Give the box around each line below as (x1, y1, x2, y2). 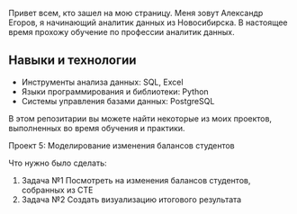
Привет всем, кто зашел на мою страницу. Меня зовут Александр (8, 8, 264, 18)
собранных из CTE (21, 184, 94, 195)
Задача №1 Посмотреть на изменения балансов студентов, (21, 174, 251, 185)
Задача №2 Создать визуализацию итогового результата (21, 193, 242, 205)
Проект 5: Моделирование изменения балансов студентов (8, 139, 235, 151)
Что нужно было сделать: (8, 157, 107, 168)
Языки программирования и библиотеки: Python (21, 85, 209, 97)
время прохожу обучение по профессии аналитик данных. (8, 27, 235, 37)
